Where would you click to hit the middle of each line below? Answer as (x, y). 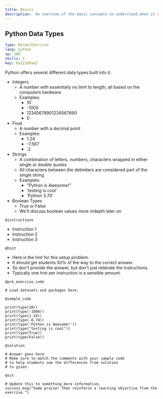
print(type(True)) (24, 333)
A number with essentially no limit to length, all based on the (79, 87)
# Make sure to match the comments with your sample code (65, 358)
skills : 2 (15, 58)
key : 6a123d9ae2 (21, 63)
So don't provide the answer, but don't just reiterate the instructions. (80, 268)
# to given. (17, 367)
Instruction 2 (25, 234)
